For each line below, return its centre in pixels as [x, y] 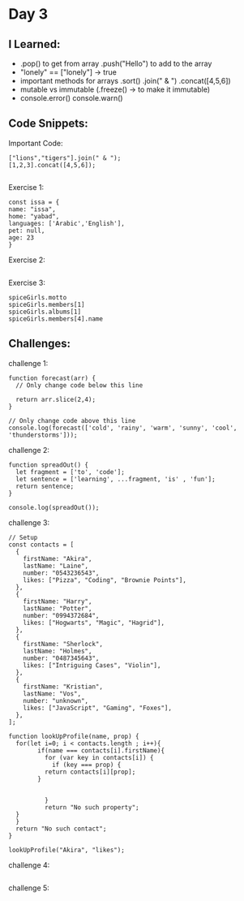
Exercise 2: [27, 260]
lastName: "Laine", [56, 566]
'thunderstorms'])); [43, 435]
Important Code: [36, 143]
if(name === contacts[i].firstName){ [101, 750]
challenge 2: [29, 450]
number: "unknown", [56, 701]
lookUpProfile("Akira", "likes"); [67, 850]
